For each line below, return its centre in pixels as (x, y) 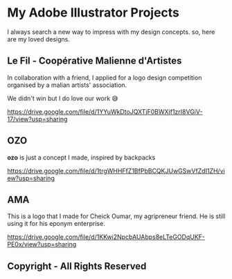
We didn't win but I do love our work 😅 (63, 98)
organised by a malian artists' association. (67, 85)
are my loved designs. (39, 39)
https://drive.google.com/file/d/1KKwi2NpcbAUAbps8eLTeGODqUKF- (106, 237)
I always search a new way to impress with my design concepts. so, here (111, 32)
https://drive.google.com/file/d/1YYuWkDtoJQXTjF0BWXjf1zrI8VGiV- (105, 111)
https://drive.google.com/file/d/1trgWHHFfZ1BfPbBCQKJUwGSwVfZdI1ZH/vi (116, 171)
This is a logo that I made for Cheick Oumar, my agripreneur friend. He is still (116, 216)
